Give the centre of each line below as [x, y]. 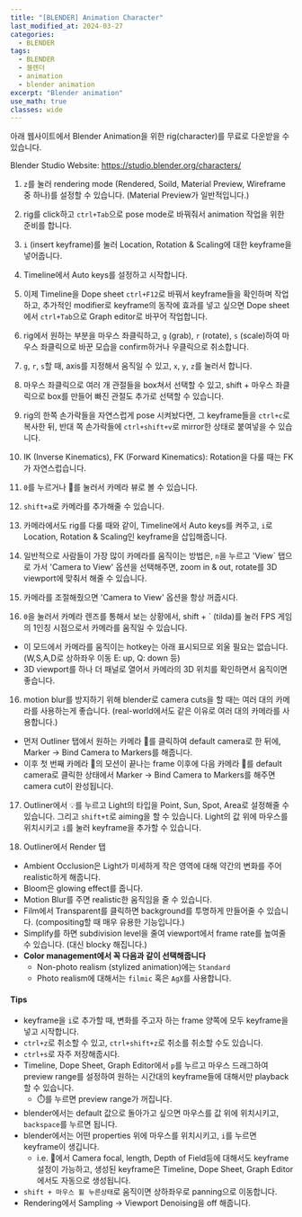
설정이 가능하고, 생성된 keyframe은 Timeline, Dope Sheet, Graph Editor [165, 1169]
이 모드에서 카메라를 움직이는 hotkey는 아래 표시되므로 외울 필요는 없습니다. [155, 647]
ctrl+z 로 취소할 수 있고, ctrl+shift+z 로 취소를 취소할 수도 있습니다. [143, 1043]
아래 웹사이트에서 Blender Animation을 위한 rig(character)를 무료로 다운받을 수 [150, 137]
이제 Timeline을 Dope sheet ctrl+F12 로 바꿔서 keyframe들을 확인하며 [148, 294]
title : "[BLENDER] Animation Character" [87, 18]
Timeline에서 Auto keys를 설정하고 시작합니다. [105, 275]
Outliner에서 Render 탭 [64, 847]
